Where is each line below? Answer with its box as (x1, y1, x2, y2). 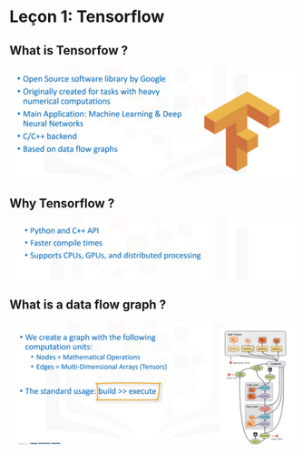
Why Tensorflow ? (9, 196, 115, 211)
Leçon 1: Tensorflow (9, 6, 165, 27)
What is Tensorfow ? (9, 43, 129, 58)
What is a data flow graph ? (9, 297, 166, 312)
